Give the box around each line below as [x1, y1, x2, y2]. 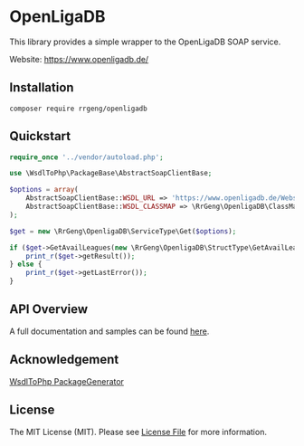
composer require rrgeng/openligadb [9, 104, 147, 113]
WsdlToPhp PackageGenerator [9, 375, 125, 386]
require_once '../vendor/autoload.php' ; [9, 152, 165, 162]
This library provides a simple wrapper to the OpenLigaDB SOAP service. [9, 36, 281, 47]
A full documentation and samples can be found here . [9, 326, 210, 337]
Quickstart [9, 128, 71, 144]
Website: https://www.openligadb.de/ [9, 53, 149, 64]
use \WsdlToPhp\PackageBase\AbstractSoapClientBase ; [9, 169, 213, 178]
